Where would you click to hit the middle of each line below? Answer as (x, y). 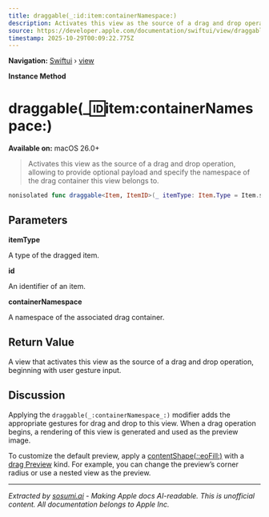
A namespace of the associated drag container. (86, 317)
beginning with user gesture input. (65, 370)
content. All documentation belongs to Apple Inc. (89, 504)
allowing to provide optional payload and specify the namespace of (139, 172)
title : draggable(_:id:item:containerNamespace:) (93, 16)
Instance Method (37, 76)
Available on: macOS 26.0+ (54, 148)
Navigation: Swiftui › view (51, 61)
